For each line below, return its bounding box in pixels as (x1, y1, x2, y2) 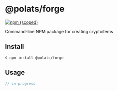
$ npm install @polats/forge (5, 55, 64, 60)
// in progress (5, 81, 36, 86)
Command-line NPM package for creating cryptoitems (5, 28, 114, 34)
